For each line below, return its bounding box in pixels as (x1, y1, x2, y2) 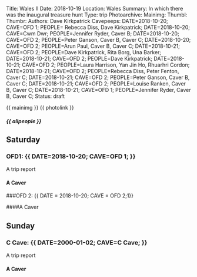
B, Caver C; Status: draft (6, 93, 65, 100)
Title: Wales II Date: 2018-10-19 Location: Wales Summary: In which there (6, 5, 183, 12)
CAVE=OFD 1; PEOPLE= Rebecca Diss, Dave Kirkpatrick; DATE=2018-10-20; (6, 24, 190, 31)
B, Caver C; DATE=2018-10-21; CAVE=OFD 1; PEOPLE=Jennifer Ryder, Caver (6, 87, 191, 93)
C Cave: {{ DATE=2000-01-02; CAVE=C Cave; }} (6, 238, 148, 246)
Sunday (6, 220, 35, 230)
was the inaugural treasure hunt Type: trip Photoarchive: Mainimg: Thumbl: (6, 11, 188, 18)
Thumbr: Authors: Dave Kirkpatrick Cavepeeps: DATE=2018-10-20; (6, 18, 169, 24)
